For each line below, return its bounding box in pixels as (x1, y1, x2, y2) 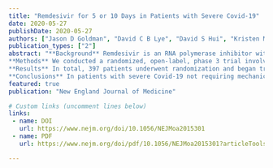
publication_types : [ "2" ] (8, 42, 96, 50)
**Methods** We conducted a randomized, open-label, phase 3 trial (8, 58, 242, 66)
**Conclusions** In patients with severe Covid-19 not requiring (8, 72, 234, 80)
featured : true (8, 80, 60, 88)
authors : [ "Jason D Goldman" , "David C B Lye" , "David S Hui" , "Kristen (8, 34, 260, 43)
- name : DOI (11, 117, 53, 126)
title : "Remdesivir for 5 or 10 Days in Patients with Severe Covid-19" (8, 11, 260, 20)
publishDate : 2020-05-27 (8, 27, 93, 35)
